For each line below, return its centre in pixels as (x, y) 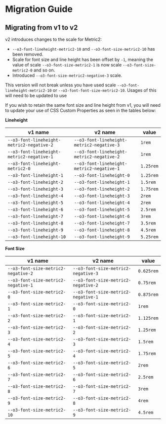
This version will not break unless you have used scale (61, 85)
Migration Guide (39, 9)
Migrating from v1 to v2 (41, 28)
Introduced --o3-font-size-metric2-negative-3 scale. (67, 75)
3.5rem (148, 223)
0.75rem (147, 283)
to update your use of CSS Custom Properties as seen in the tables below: (81, 110)
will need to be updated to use (36, 96)
